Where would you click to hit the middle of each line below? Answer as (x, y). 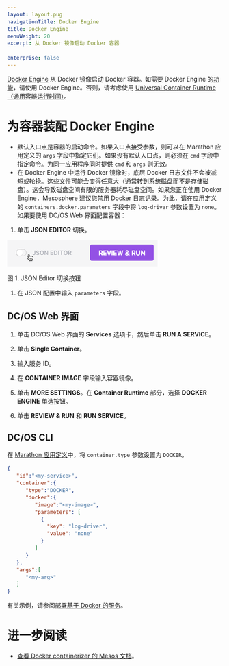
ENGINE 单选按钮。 (44, 401)
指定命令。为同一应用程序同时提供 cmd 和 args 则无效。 (94, 164)
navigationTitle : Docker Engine (53, 22)
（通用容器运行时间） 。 (39, 96)
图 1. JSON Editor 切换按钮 (44, 278)
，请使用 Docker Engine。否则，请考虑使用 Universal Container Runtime (115, 87)
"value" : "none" (70, 534)
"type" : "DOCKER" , (50, 491)
